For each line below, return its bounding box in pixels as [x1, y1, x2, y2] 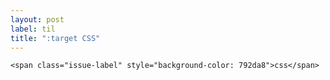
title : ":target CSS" [10, 33, 101, 43]
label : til [10, 24, 56, 34]
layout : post [10, 14, 65, 25]
